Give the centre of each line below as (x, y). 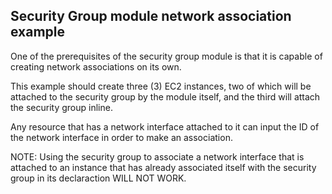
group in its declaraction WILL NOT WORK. (98, 178)
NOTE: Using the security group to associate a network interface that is (157, 156)
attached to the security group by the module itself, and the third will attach (165, 96)
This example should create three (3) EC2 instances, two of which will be (161, 86)
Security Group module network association (151, 16)
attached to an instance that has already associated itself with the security (163, 167)
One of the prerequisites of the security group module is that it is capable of (166, 56)
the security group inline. (61, 107)
